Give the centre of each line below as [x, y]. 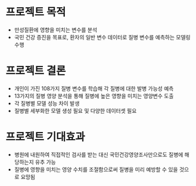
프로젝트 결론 [36, 71]
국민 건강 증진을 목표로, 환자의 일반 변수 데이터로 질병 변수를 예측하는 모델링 [102, 37]
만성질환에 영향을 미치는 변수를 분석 [56, 30]
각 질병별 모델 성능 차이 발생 [47, 103]
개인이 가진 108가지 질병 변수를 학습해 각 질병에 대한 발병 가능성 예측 [94, 88]
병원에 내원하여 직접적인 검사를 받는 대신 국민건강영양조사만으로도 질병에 [99, 155]
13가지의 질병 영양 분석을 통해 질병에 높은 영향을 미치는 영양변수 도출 [94, 96]
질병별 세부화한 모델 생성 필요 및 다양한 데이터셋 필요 [75, 111]
